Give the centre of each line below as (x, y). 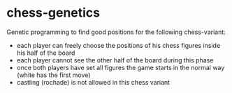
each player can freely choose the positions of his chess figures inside (118, 45)
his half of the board (46, 53)
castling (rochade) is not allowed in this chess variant (93, 82)
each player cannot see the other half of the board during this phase (115, 60)
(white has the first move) (53, 75)
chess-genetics (53, 13)
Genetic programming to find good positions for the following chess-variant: (116, 32)
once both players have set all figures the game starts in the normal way (121, 67)
